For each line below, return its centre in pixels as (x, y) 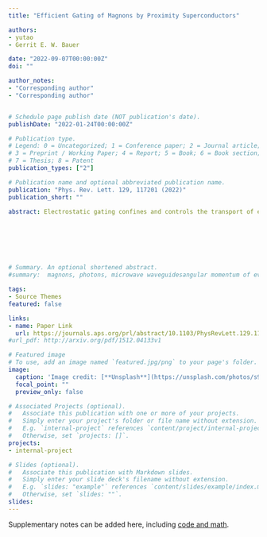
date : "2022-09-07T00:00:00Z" (58, 59)
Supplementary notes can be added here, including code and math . (119, 524)
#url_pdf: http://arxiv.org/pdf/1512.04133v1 (85, 341)
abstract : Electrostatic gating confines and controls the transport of (131, 211)
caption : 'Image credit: (56, 377)
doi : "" (21, 67)
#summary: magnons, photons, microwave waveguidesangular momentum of (129, 275)
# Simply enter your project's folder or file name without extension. (133, 421)
